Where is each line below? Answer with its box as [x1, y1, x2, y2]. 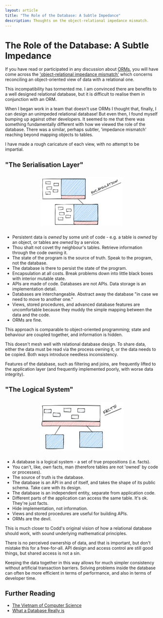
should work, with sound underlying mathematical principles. [5, 531, 127, 537]
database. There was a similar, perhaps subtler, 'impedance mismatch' [5, 127, 147, 133]
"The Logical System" [5, 385, 73, 394]
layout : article [5, 8, 38, 13]
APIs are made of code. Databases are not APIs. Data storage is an [12, 280, 146, 286]
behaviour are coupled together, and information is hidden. [5, 332, 123, 338]
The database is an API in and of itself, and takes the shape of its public [12, 479, 156, 485]
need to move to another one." [12, 296, 73, 302]
